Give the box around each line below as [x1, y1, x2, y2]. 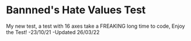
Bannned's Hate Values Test [6, 3, 146, 17]
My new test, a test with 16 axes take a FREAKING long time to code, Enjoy [6, 23, 185, 29]
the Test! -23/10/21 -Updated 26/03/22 [6, 28, 100, 35]
